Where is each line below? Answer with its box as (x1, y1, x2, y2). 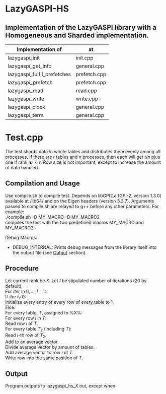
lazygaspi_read (8, 87, 44, 94)
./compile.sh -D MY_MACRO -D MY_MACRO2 (5, 214, 100, 220)
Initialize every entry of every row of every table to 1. (5, 299, 114, 305)
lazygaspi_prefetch (8, 79, 53, 86)
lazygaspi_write (8, 95, 45, 102)
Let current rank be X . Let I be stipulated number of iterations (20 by (5, 278, 147, 284)
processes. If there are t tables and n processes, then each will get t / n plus (5, 154, 160, 160)
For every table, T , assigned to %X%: (5, 309, 83, 315)
